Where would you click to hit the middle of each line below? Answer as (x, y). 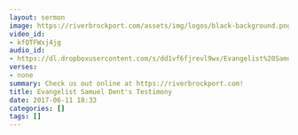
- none (21, 75)
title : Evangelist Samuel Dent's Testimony (91, 91)
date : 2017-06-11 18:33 (53, 100)
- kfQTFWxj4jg (35, 42)
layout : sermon (37, 17)
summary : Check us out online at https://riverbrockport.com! (126, 83)
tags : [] (25, 116)
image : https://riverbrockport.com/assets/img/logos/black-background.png (150, 26)
